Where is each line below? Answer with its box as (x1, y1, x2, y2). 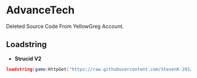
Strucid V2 (14, 55, 42, 62)
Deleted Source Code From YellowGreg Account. (6, 23, 124, 30)
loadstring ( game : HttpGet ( (6, 66, 69, 72)
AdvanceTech (6, 3, 75, 17)
